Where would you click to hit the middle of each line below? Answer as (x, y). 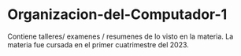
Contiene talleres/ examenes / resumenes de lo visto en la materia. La (120, 36)
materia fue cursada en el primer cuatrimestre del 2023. (98, 44)
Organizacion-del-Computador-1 (117, 15)
